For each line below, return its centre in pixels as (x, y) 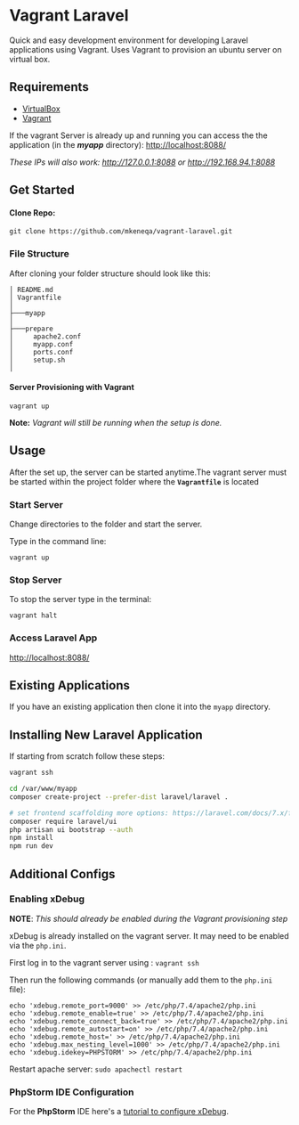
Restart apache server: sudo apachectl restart (96, 1069)
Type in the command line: (58, 541)
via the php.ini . (38, 945)
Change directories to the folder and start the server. (106, 524)
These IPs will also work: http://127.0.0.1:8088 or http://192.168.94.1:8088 (142, 162)
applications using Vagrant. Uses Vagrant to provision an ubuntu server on (145, 49)
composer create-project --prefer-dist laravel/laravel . (119, 797)
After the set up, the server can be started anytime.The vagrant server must (148, 472)
